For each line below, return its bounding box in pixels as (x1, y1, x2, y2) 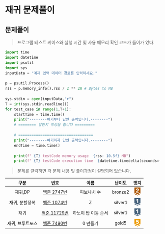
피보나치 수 (80, 189, 101, 195)
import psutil (5, 60, 34, 65)
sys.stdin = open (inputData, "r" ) (5, 96, 74, 101)
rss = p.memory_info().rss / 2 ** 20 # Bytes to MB (5, 86, 113, 91)
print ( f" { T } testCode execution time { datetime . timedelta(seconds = (14, 158, 160, 163)
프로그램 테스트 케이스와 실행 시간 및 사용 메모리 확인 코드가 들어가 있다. (17, 40, 155, 45)
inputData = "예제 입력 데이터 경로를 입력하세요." (5, 71, 98, 76)
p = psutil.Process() (5, 81, 50, 86)
